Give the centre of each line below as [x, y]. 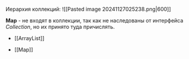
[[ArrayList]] [29, 38]
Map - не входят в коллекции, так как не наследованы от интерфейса [94, 20]
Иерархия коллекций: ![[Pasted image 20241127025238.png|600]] [88, 9]
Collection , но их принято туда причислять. [60, 27]
